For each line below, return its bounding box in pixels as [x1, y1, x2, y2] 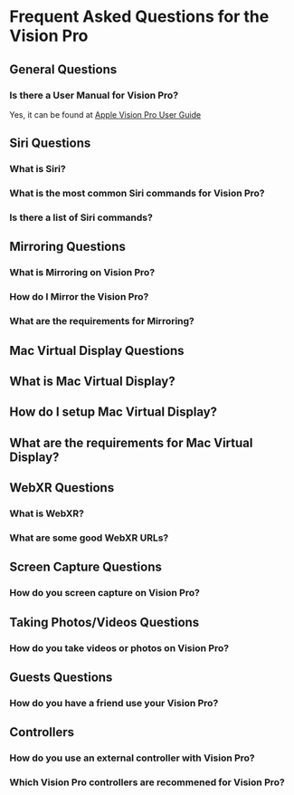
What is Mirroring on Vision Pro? [9, 266, 156, 279]
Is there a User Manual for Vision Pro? [9, 89, 179, 101]
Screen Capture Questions [9, 560, 163, 575]
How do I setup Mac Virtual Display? [9, 405, 218, 420]
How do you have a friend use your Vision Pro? [9, 696, 219, 709]
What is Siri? [9, 163, 66, 176]
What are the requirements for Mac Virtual [9, 435, 253, 450]
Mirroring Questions [9, 239, 127, 254]
